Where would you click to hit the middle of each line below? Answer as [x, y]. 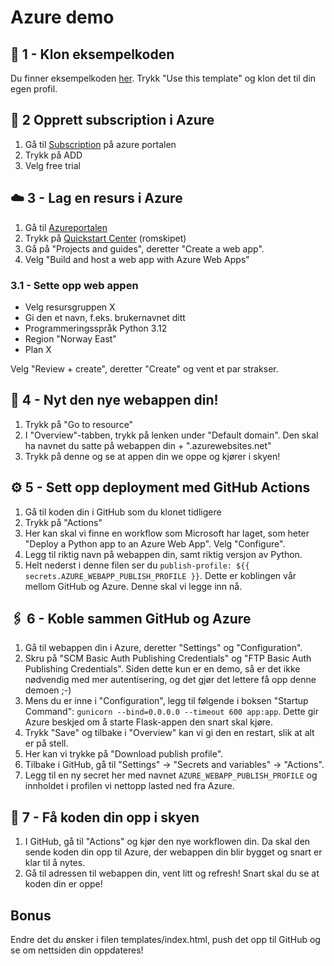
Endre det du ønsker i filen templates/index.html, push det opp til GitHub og [165, 939]
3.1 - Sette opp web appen [74, 285]
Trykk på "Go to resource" [79, 424]
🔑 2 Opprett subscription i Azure [112, 120]
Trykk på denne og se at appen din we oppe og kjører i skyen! [152, 456]
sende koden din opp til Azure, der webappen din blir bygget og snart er [173, 852]
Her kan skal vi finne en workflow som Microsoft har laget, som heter [167, 533]
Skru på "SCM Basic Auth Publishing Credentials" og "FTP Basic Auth [168, 658]
